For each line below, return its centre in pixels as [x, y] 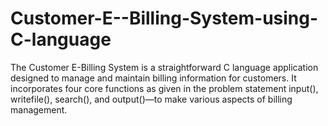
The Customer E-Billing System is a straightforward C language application [164, 67]
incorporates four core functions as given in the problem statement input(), [164, 88]
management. [39, 109]
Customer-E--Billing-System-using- [164, 18]
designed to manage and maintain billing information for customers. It [153, 78]
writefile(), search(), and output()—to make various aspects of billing [151, 99]
